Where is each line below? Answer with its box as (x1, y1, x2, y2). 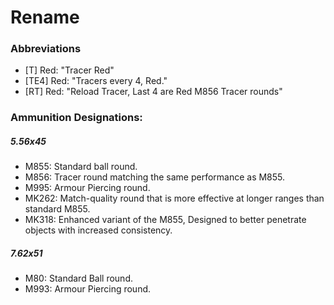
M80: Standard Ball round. (24, 272, 133, 285)
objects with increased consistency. (24, 224, 173, 236)
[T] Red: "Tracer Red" (24, 64, 115, 76)
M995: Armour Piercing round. (24, 182, 151, 194)
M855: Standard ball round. (24, 161, 138, 173)
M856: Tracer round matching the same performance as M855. (24, 171, 286, 183)
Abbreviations (10, 42, 82, 56)
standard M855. (24, 203, 91, 215)
